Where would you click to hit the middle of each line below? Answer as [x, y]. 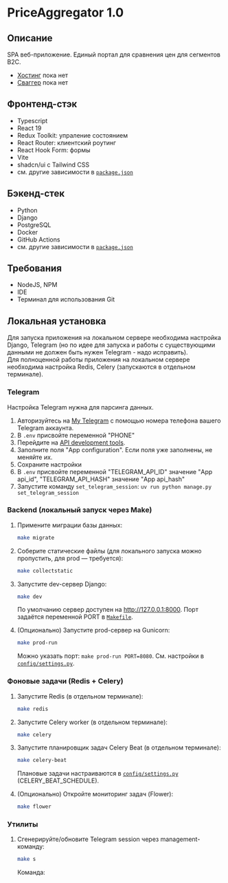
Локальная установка [57, 321]
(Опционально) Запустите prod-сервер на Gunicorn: [93, 630]
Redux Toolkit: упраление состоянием [72, 135]
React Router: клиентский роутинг [67, 142]
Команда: [31, 873]
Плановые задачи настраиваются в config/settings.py [98, 774]
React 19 [29, 128]
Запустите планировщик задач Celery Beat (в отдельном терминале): [119, 747]
